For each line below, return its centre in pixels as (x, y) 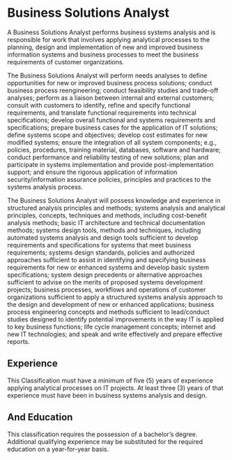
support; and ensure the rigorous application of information (92, 172)
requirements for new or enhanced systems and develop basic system (108, 267)
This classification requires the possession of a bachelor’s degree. (102, 434)
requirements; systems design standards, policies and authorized (101, 252)
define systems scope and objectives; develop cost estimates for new (107, 135)
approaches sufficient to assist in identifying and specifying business (107, 259)
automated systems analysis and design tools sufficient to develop (103, 237)
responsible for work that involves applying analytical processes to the (109, 39)
